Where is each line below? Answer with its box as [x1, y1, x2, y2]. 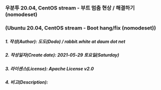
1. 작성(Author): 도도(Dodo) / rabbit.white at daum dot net [5, 38, 125, 44]
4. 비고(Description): [5, 79, 48, 85]
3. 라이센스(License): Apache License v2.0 [5, 65, 94, 71]
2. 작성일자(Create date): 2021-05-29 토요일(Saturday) [5, 52, 119, 58]
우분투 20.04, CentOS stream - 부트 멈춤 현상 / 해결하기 [5, 4, 135, 11]
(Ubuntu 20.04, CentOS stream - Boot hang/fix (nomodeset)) [5, 24, 156, 31]
